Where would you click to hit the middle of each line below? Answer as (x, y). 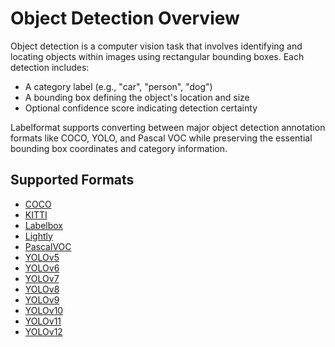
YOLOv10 (44, 310)
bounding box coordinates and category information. (119, 148)
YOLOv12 (43, 331)
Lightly (38, 236)
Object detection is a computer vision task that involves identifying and (156, 46)
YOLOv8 (42, 289)
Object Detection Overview (125, 18)
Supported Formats (72, 180)
